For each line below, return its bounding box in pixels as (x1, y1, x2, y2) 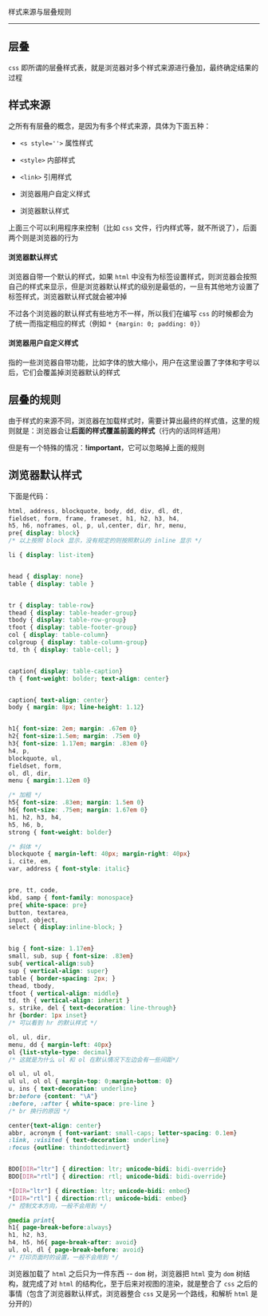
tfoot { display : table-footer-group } (8, 623, 137, 632)
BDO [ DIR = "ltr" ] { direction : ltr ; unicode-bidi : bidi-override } (8, 1165, 227, 1173)
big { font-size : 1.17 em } (8, 945, 94, 953)
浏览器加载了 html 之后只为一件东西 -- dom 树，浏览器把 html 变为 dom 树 (8, 1268, 243, 1278)
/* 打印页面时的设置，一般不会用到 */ (8, 1253, 120, 1261)
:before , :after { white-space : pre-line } (8, 1100, 156, 1108)
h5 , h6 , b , (8, 820, 45, 828)
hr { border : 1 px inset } (8, 1012, 88, 1020)
